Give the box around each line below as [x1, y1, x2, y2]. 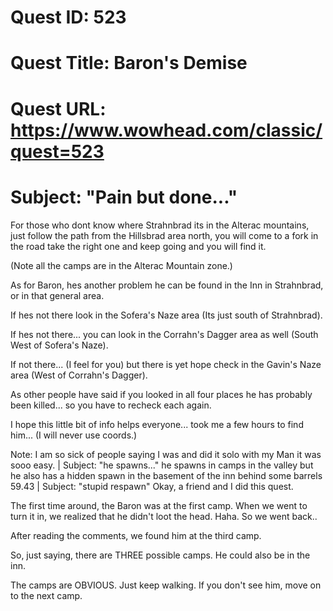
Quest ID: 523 [10, 6, 127, 29]
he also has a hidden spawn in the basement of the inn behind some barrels [10, 469, 323, 481]
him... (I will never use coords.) [10, 429, 138, 441]
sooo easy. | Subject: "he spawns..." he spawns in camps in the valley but [10, 459, 314, 471]
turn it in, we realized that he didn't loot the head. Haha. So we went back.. [10, 510, 318, 522]
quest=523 [10, 140, 105, 163]
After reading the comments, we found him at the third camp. [10, 529, 262, 541]
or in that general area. [10, 289, 105, 301]
